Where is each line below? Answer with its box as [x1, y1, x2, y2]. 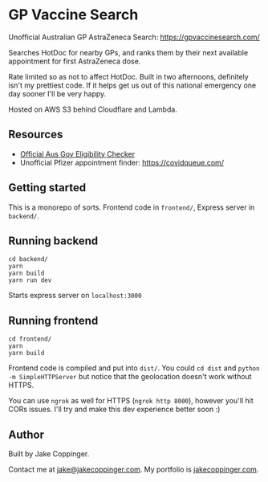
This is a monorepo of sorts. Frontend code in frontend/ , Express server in [8, 202, 255, 212]
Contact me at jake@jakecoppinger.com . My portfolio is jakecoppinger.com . [8, 464, 259, 474]
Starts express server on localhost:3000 [8, 291, 142, 300]
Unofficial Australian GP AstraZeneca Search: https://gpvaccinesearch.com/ [8, 32, 261, 42]
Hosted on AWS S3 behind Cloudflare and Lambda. [8, 104, 178, 114]
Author [8, 427, 44, 441]
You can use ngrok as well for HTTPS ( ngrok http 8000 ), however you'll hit [8, 396, 254, 406]
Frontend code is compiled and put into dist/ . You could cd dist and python [8, 363, 260, 373]
